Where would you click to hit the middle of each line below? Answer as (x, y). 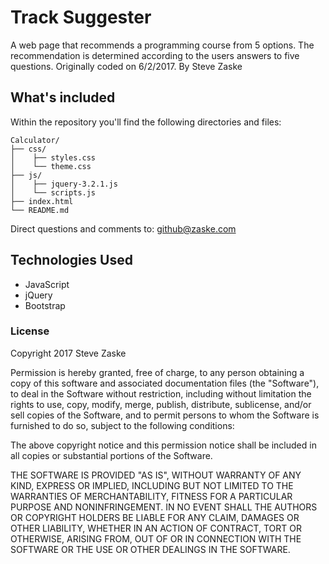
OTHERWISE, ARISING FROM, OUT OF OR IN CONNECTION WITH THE (156, 538)
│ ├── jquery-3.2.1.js (64, 184)
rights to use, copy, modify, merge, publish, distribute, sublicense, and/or (161, 404)
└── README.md (40, 210)
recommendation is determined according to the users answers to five (155, 55)
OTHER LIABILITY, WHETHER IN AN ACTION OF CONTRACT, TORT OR (156, 528)
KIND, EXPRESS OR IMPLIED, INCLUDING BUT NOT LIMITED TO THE (152, 485)
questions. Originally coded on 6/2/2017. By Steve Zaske (126, 66)
